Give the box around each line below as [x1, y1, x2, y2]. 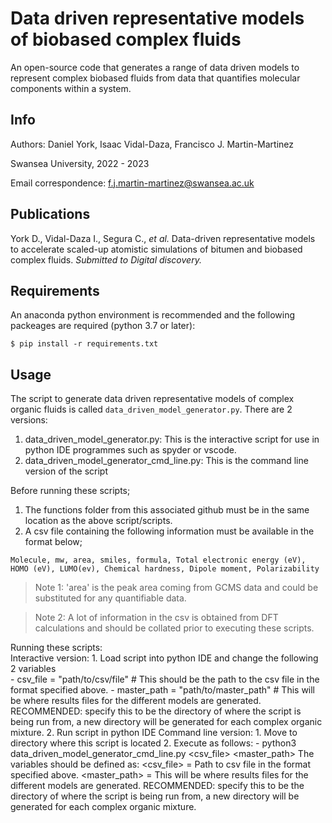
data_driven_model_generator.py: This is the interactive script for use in [24, 433, 320, 446]
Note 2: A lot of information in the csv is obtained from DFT [34, 612, 279, 624]
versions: [10, 414, 48, 426]
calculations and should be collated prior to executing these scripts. [34, 622, 315, 634]
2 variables [10, 663, 57, 675]
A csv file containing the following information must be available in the [24, 525, 315, 537]
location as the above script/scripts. [24, 515, 173, 527]
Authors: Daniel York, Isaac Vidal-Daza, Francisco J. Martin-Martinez [10, 138, 295, 150]
